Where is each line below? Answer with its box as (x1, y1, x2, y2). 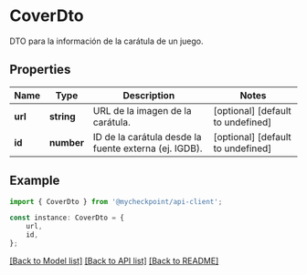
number (48, 136, 85, 148)
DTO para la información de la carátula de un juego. (9, 36, 204, 46)
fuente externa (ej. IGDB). (92, 142, 203, 155)
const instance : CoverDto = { (9, 213, 125, 223)
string (48, 110, 76, 123)
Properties (9, 62, 71, 77)
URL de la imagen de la (92, 104, 192, 117)
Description (122, 88, 175, 101)
